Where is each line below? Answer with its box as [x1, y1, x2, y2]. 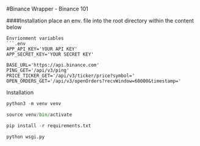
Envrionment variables [6, 35, 64, 42]
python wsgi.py [6, 134, 45, 140]
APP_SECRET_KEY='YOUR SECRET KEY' [6, 51, 95, 57]
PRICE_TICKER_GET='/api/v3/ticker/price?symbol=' [6, 73, 135, 79]
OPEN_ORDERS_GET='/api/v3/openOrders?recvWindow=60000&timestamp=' [6, 78, 182, 84]
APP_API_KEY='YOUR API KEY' [6, 46, 78, 52]
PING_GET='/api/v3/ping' [6, 67, 70, 73]
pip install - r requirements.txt [6, 122, 91, 129]
